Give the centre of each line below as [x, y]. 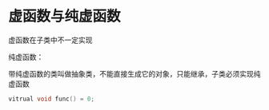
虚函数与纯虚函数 [65, 16]
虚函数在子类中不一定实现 [50, 40]
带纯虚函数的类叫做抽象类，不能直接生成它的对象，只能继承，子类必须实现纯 [134, 73]
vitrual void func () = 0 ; [51, 99]
